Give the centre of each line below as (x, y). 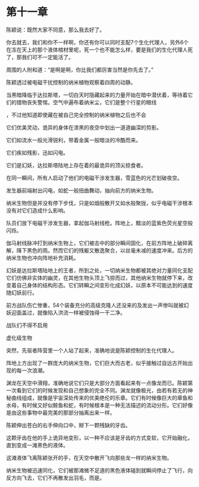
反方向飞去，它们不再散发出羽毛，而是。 (55, 478)
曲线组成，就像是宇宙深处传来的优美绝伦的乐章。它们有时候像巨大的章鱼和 (102, 398)
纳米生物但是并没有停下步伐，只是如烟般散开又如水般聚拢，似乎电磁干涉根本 (99, 203)
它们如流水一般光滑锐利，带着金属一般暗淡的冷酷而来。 (73, 140)
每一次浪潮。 (32, 370)
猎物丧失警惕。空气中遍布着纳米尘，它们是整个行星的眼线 (86, 102)
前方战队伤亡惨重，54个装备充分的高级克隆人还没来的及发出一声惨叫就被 (95, 305)
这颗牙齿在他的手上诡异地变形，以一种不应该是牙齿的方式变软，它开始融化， (99, 438)
